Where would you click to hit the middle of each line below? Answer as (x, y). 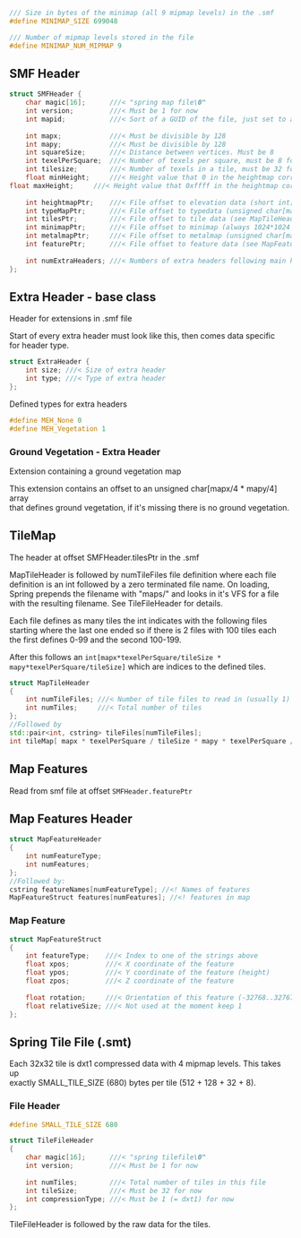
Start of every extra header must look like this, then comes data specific (142, 336)
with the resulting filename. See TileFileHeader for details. (116, 603)
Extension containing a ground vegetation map (95, 471)
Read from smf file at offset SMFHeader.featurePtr (101, 791)
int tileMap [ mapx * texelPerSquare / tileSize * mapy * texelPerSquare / (152, 741)
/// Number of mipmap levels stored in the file (102, 37)
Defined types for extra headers (69, 404)
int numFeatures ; (58, 864)
